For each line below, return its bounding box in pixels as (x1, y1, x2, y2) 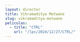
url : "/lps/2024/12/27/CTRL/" (14, 29, 76, 34)
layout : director (5, 7, 41, 12)
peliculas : (5, 20, 27, 26)
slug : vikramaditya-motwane (5, 16, 63, 21)
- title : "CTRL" (9, 25, 43, 30)
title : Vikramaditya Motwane (5, 12, 65, 16)
